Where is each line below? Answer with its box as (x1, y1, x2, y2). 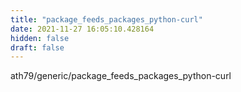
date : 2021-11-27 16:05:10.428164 (10, 24, 155, 34)
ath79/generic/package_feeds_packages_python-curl (10, 70, 232, 82)
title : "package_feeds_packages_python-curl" (10, 14, 203, 25)
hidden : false (10, 33, 70, 43)
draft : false (10, 42, 65, 53)
